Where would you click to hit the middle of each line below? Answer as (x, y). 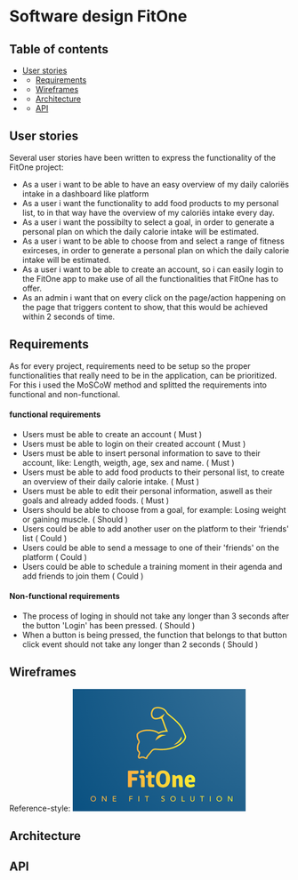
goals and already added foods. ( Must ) (96, 500)
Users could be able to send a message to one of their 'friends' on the (151, 548)
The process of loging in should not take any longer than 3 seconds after (155, 616)
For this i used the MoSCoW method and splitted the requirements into (138, 385)
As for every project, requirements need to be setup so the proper (130, 365)
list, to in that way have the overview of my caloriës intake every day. (149, 212)
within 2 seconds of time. (68, 316)
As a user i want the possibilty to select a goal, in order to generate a (148, 222)
